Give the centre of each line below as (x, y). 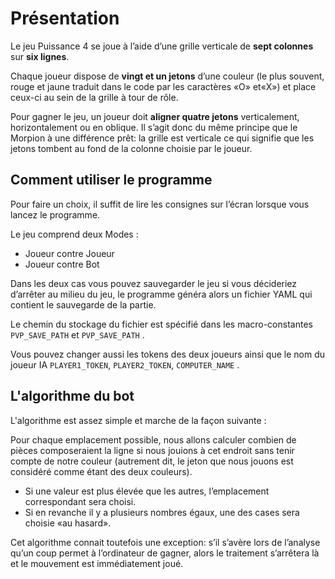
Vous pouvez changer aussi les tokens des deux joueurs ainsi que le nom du (168, 354)
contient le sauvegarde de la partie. (83, 304)
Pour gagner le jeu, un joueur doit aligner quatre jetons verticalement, (155, 116)
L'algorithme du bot (72, 396)
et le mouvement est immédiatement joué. (97, 563)
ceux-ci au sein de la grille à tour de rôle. (94, 97)
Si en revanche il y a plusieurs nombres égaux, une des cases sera (162, 512)
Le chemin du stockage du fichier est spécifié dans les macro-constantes (161, 324)
